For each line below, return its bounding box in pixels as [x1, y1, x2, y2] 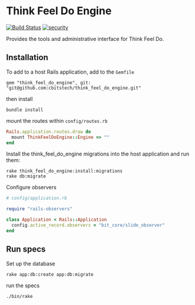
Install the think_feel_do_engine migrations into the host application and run [6, 150, 190, 158]
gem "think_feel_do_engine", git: [6, 80, 92, 85]
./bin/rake [6, 293, 33, 299]
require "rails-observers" [6, 206, 73, 212]
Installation [6, 52, 48, 63]
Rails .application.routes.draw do [6, 129, 92, 135]
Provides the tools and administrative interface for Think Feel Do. [6, 35, 164, 42]
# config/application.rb [6, 195, 67, 201]
